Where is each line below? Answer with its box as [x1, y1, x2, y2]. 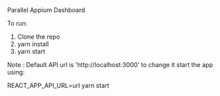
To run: [7, 19, 28, 27]
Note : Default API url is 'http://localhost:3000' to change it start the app [7, 61, 214, 68]
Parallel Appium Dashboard [7, 6, 85, 14]
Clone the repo [17, 32, 60, 41]
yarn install [17, 40, 49, 48]
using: [7, 68, 25, 76]
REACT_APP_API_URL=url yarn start [7, 81, 110, 89]
